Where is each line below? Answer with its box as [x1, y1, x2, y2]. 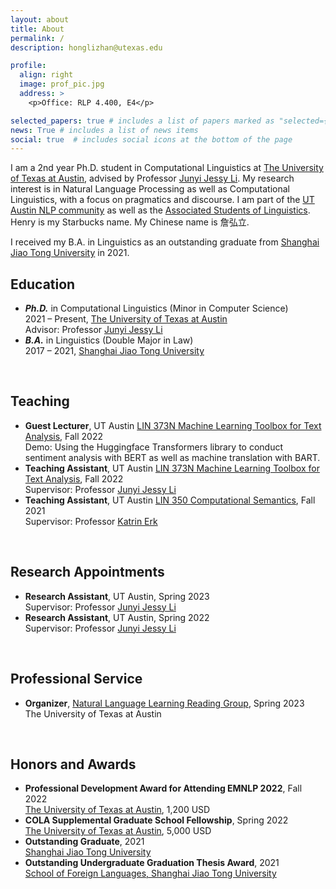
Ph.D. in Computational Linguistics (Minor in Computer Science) [24, 302, 289, 315]
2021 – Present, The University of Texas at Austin [24, 313, 228, 325]
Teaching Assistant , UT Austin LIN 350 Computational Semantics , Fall [24, 494, 316, 506]
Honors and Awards [10, 756, 137, 773]
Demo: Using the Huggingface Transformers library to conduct [24, 441, 284, 453]
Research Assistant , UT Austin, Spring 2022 [24, 611, 210, 623]
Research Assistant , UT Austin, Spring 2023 [24, 590, 210, 602]
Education [10, 276, 76, 293]
